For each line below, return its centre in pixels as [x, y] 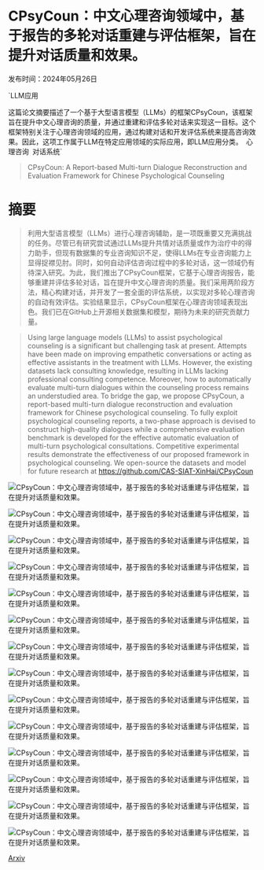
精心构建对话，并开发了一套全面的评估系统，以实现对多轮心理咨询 [148, 292]
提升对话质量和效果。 [77, 55]
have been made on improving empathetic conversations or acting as [139, 354]
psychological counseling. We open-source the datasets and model [137, 463]
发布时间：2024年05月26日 [53, 79]
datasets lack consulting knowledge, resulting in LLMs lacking [128, 370]
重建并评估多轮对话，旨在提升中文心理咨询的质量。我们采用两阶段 [141, 282]
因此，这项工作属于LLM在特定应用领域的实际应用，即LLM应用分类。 [132, 142]
